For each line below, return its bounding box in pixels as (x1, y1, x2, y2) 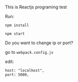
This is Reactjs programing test (5, 4, 67, 10)
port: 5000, (5, 72, 29, 77)
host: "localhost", (5, 68, 45, 73)
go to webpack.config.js (5, 49, 54, 55)
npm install (5, 23, 29, 28)
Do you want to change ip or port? (5, 40, 74, 46)
